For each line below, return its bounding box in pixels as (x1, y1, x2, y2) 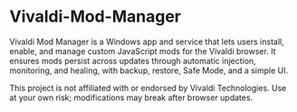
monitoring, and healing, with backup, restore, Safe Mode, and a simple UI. (9, 65, 289, 76)
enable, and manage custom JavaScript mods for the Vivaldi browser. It (9, 45, 276, 56)
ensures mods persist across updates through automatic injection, (9, 55, 256, 66)
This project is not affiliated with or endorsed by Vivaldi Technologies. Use (9, 82, 287, 93)
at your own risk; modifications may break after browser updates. (9, 92, 254, 103)
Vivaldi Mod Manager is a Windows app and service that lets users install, (9, 36, 284, 47)
